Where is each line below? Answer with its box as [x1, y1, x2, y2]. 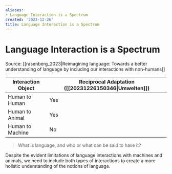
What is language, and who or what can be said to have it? [17, 142, 141, 148]
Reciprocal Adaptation [79, 78, 135, 85]
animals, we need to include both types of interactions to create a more [5, 158, 156, 164]
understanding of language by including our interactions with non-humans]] [5, 66, 165, 72]
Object [17, 85, 35, 92]
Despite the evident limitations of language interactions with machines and [5, 152, 163, 159]
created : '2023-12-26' [5, 17, 54, 22]
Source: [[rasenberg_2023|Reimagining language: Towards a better [5, 61, 147, 67]
